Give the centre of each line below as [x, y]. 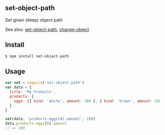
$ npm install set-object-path [37, 56]
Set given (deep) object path [34, 20]
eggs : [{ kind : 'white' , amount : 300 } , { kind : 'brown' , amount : [83, 101]
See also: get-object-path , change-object [47, 29]
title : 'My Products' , [33, 92]
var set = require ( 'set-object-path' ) [45, 83]
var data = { [18, 87]
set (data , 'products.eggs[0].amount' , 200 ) [50, 119]
